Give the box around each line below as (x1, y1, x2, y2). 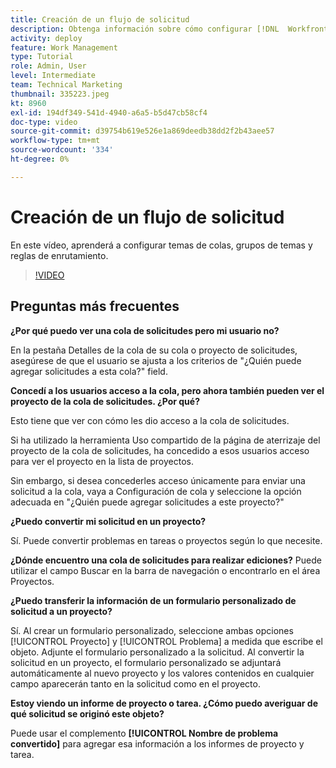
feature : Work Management (10, 42, 118, 53)
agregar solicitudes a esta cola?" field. (10, 365, 168, 377)
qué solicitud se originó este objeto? (10, 707, 165, 720)
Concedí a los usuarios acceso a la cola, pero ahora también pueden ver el (10, 384, 325, 396)
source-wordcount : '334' (10, 145, 114, 155)
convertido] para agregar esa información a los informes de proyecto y (10, 737, 305, 750)
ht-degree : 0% (10, 154, 70, 164)
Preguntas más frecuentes (10, 298, 180, 315)
